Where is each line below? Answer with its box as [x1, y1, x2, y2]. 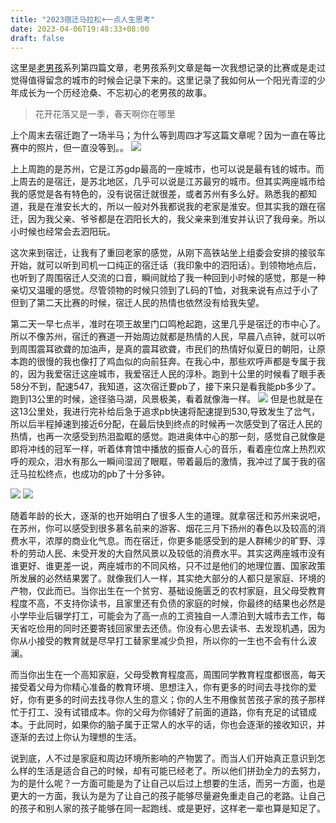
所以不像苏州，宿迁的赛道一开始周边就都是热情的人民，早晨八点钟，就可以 [10, 331, 317, 343]
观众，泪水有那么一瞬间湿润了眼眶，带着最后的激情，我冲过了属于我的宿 [27, 456, 326, 468]
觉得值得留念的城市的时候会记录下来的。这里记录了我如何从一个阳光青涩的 [10, 74, 317, 86]
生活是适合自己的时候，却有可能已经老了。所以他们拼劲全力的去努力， [36, 765, 326, 777]
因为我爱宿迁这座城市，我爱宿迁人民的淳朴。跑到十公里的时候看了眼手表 [27, 368, 326, 380]
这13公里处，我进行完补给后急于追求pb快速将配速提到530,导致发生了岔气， [10, 406, 320, 418]
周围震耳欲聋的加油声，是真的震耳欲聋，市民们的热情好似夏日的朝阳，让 [18, 343, 317, 355]
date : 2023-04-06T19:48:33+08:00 [10, 24, 150, 34]
